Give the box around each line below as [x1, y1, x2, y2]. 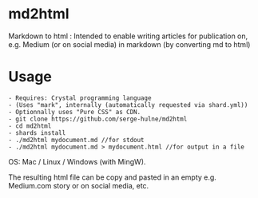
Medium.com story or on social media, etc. [8, 180, 149, 190]
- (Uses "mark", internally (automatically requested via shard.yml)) [8, 101, 248, 109]
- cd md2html [8, 121, 52, 130]
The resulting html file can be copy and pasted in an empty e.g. [8, 172, 217, 182]
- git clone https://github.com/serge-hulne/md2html [8, 115, 188, 123]
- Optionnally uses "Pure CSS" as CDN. [8, 108, 141, 116]
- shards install [8, 129, 66, 137]
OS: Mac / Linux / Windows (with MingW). [8, 156, 146, 166]
